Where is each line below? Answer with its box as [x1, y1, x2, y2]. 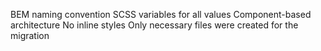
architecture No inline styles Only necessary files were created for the [10, 19, 299, 31]
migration [10, 30, 50, 41]
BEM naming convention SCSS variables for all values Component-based [10, 9, 312, 20]
